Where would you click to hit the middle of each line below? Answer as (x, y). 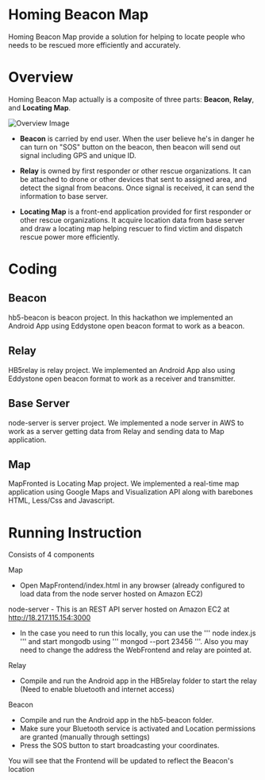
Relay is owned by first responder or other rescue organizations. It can (135, 171)
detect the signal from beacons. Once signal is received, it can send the (137, 188)
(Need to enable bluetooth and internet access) (97, 689)
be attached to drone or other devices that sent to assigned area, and (133, 179)
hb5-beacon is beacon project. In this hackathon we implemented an (121, 317)
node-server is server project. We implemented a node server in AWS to (126, 422)
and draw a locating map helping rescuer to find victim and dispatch (131, 228)
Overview (41, 78)
